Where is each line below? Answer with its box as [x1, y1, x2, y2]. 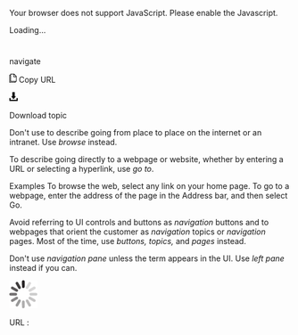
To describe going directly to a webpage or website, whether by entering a [9, 154, 284, 165]
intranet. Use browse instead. [9, 137, 118, 148]
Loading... [9, 25, 46, 35]
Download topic [9, 110, 68, 121]
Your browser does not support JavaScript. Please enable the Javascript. [9, 8, 278, 18]
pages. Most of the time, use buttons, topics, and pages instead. [9, 236, 247, 247]
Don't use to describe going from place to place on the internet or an [9, 127, 262, 138]
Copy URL [18, 75, 56, 86]
